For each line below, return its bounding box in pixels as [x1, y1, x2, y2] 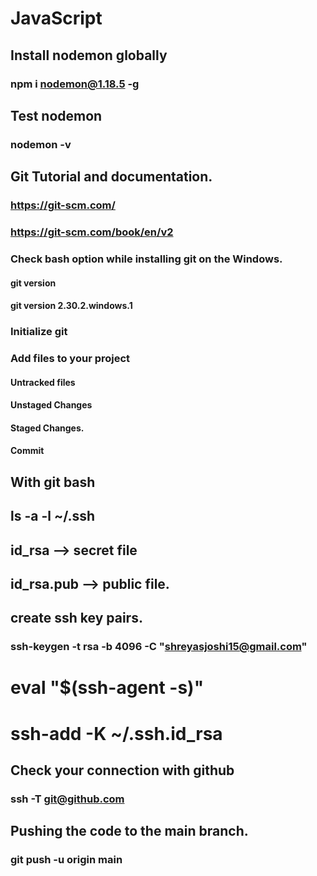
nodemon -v [10, 137, 72, 151]
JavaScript [10, 7, 103, 30]
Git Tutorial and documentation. [10, 168, 213, 186]
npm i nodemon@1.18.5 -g [10, 77, 140, 91]
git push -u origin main [10, 853, 123, 867]
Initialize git [10, 325, 68, 339]
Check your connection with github [10, 762, 235, 779]
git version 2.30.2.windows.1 [10, 300, 133, 312]
